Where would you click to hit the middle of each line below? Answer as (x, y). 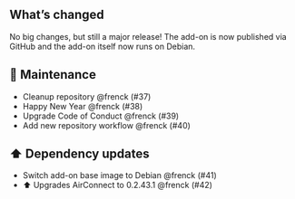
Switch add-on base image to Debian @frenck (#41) (120, 175)
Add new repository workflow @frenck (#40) (106, 125)
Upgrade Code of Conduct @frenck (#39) (101, 116)
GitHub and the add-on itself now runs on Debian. (103, 46)
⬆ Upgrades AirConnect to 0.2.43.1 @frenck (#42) (118, 185)
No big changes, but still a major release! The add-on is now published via (148, 36)
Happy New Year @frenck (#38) (83, 106)
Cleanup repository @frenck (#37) (87, 96)
